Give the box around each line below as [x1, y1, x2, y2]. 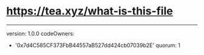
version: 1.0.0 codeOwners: [6, 30, 75, 37]
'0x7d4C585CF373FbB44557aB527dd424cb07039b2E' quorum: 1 [15, 41, 181, 49]
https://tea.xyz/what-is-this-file [6, 4, 173, 18]
